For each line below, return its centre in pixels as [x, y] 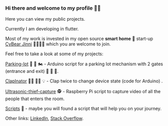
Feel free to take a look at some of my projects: [54, 54]
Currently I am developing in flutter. [42, 29]
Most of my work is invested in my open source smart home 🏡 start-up [79, 39]
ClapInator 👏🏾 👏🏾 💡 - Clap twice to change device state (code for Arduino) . [84, 81]
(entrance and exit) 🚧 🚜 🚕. [32, 71]
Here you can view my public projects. [45, 19]
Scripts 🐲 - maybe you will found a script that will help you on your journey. [83, 109]
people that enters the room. [35, 99]
